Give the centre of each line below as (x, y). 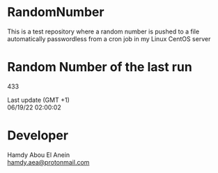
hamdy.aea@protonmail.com (48, 162)
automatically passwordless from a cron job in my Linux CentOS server (109, 38)
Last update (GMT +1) (38, 100)
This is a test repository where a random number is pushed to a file (103, 31)
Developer (38, 136)
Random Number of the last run (100, 67)
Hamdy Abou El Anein (39, 155)
